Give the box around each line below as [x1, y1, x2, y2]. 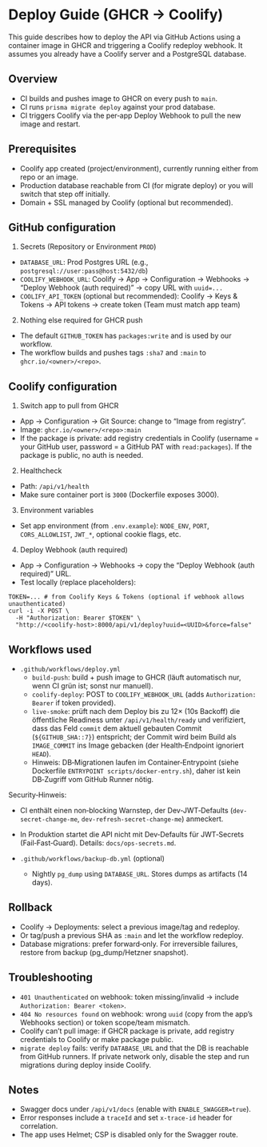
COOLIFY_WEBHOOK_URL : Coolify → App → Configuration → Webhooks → [19, 275, 250, 284]
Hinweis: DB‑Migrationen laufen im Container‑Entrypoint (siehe [31, 758, 239, 767]
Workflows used [8, 643, 92, 656]
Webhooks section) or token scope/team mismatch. [19, 1017, 190, 1027]
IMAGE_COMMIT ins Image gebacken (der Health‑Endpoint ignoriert [31, 740, 245, 750]
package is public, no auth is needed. [19, 451, 144, 460]
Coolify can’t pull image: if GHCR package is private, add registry [19, 1026, 234, 1036]
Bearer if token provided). [31, 698, 117, 708]
